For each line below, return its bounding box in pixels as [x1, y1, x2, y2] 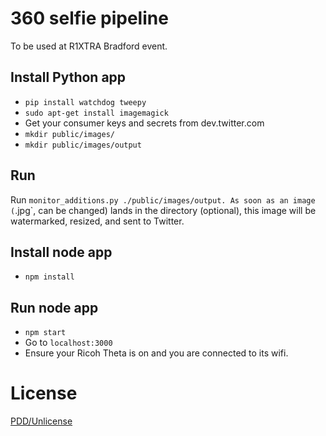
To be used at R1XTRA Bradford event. [10, 40, 168, 52]
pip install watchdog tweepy [24, 97, 147, 107]
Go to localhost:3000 [24, 337, 113, 349]
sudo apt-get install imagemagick [24, 108, 169, 118]
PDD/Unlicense [10, 415, 73, 427]
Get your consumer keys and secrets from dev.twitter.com [24, 117, 265, 129]
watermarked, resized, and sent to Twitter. [10, 215, 185, 227]
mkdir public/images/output [24, 140, 142, 150]
